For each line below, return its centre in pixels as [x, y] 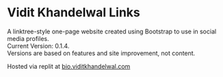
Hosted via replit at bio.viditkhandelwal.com [69, 66]
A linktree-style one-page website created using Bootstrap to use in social [112, 31]
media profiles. [28, 38]
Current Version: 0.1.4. [38, 46]
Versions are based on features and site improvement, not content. [101, 53]
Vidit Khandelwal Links [74, 13]
